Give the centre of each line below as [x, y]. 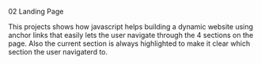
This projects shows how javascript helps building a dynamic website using [131, 26]
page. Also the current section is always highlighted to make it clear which [129, 43]
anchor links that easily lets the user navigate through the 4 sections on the [131, 35]
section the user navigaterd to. [58, 52]
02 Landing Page [36, 11]
